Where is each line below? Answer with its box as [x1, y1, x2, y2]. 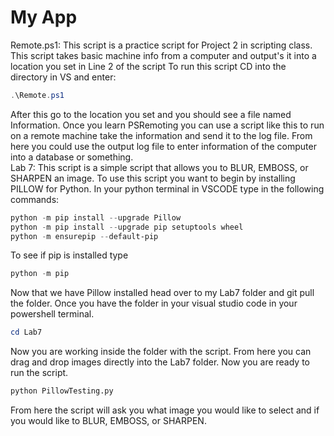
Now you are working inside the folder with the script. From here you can [10, 346, 312, 358]
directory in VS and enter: [10, 71, 117, 83]
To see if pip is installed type [10, 249, 129, 261]
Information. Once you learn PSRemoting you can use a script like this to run [10, 119, 325, 131]
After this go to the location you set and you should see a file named [10, 108, 292, 120]
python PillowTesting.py [10, 386, 114, 396]
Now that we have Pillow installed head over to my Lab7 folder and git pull [10, 287, 315, 299]
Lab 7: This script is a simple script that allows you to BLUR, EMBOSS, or [10, 161, 309, 173]
